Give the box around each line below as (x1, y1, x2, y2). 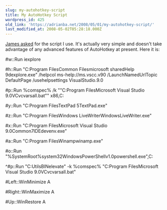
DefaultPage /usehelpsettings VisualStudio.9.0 (5, 77, 103, 83)
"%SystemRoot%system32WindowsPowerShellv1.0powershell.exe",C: (5, 153, 154, 160)
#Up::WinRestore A (5, 199, 46, 205)
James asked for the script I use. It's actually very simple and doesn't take (5, 41, 162, 47)
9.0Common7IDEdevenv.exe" (5, 128, 68, 134)
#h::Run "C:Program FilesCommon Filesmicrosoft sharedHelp (5, 66, 135, 73)
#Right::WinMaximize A (5, 189, 55, 195)
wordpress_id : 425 (5, 17, 45, 22)
